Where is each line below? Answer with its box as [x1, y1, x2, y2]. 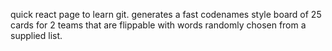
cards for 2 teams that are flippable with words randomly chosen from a [10, 19, 307, 31]
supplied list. [10, 30, 63, 41]
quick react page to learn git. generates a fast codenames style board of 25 [10, 9, 322, 20]
